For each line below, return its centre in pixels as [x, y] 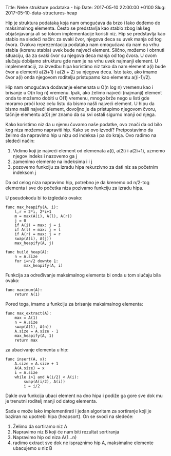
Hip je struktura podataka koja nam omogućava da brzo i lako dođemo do [83, 23]
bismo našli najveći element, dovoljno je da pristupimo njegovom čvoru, [81, 109]
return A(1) [27, 294]
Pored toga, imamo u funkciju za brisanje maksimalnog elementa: [74, 304]
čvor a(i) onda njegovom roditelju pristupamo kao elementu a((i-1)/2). [78, 77]
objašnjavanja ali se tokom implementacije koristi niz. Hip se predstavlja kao [85, 34]
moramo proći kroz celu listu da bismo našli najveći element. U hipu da [80, 104]
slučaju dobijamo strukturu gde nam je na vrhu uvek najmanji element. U [82, 61]
